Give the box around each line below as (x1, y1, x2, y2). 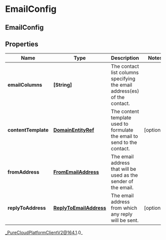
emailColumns (7, 82, 42, 89)
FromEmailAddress (53, 169, 99, 176)
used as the (111, 172, 138, 179)
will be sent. (111, 217, 139, 224)
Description (111, 54, 139, 61)
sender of (111, 178, 133, 185)
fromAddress (7, 169, 40, 176)
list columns (111, 69, 139, 76)
